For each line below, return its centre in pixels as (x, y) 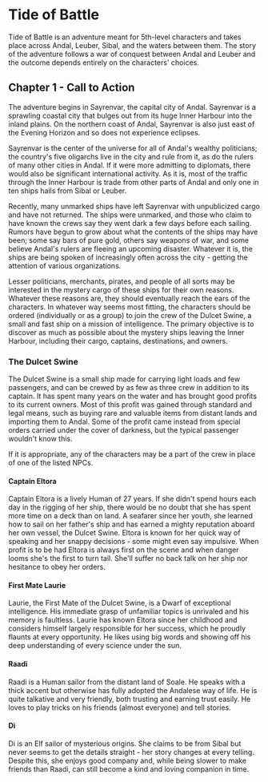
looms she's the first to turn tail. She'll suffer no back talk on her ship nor (128, 558)
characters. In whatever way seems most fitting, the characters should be (130, 307)
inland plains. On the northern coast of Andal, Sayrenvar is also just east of (132, 124)
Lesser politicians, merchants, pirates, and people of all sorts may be (122, 281)
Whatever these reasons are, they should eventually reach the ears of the (129, 298)
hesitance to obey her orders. (57, 567)
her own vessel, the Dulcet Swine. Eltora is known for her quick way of (124, 533)
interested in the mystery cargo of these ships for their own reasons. (121, 289)
